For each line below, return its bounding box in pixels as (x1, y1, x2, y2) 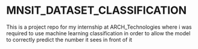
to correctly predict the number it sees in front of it (6, 36, 133, 43)
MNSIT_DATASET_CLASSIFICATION (6, 4, 187, 17)
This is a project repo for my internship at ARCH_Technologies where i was (6, 23, 192, 30)
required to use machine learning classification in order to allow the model (6, 29, 191, 36)
